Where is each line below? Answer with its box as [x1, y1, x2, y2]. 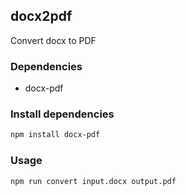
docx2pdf [10, 8, 73, 25]
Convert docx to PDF [10, 34, 97, 46]
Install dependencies [10, 107, 115, 121]
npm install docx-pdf [10, 130, 101, 140]
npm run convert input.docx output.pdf [10, 176, 177, 186]
